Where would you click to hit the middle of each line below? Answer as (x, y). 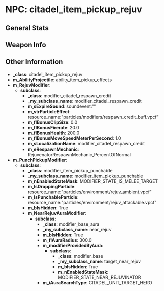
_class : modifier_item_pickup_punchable (70, 170)
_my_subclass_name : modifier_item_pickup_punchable (85, 176)
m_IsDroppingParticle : (51, 186)
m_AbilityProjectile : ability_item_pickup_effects (62, 80)
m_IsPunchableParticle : (53, 197)
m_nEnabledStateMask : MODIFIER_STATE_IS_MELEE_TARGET (93, 181)
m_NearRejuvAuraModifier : (57, 213)
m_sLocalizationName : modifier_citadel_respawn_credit (86, 143)
